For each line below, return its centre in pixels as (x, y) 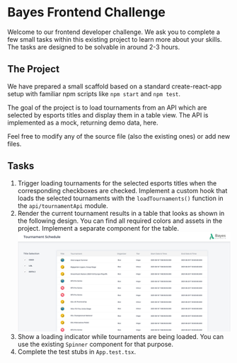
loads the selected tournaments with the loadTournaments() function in (121, 198)
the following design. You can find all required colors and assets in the (120, 221)
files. (15, 144)
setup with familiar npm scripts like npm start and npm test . (94, 93)
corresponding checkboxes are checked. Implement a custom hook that (122, 190)
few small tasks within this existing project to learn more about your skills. (115, 39)
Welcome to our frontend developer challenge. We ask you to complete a (114, 32)
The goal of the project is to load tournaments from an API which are (107, 108)
